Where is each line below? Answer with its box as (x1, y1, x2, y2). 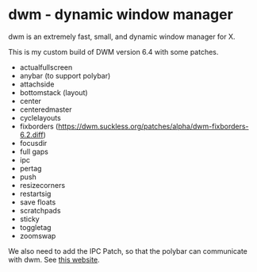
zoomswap (19, 231, 56, 240)
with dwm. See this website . (8, 255, 101, 264)
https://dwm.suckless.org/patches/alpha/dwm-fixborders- (58, 121, 249, 131)
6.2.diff (19, 129, 44, 140)
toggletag (19, 222, 52, 232)
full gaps (19, 147, 49, 156)
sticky (19, 214, 40, 224)
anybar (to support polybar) (19, 71, 111, 80)
